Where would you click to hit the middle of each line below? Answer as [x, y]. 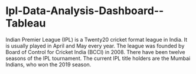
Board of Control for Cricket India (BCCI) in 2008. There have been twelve [95, 52]
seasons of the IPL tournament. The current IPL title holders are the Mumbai [98, 58]
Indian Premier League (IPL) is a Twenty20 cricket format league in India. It [97, 39]
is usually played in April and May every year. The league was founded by [95, 46]
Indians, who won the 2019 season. [48, 64]
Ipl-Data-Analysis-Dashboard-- [85, 11]
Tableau [26, 23]
